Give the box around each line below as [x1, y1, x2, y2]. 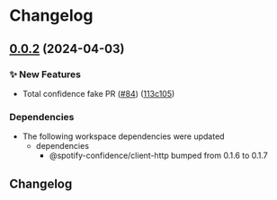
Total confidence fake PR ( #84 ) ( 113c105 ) [22, 88, 175, 99]
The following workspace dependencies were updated [22, 131, 225, 142]
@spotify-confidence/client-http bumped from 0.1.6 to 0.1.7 [49, 150, 268, 161]
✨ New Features [9, 68, 81, 81]
